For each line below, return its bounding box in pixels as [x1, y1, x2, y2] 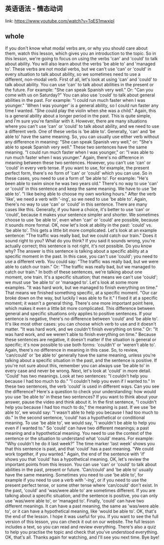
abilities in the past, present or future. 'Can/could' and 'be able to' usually [5, 467, 153, 473]
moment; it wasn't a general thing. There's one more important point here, [5, 300, 155, 306]
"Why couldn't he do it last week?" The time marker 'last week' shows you [5, 440, 155, 447]
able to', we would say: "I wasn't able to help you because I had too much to [5, 409, 159, 415]
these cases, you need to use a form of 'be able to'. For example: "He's [5, 175, 148, 181]
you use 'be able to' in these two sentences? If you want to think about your [5, 394, 158, 400]
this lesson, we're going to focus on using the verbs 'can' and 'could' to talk [5, 55, 158, 61]
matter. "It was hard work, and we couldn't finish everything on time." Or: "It [5, 326, 158, 332]
